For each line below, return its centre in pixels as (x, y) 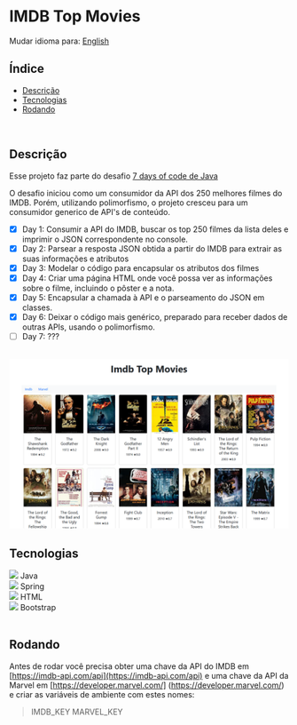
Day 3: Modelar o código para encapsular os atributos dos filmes (141, 267)
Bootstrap (38, 607)
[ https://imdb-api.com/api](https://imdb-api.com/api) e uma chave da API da (149, 675)
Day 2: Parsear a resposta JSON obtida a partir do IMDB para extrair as (152, 248)
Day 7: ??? (41, 336)
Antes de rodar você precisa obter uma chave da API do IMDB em (129, 666)
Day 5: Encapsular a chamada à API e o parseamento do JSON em (143, 297)
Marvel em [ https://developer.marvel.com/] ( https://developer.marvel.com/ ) (147, 685)
